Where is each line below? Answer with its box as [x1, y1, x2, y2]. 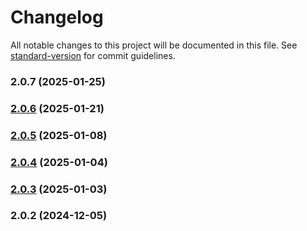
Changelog [10, 6, 104, 29]
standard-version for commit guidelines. [10, 49, 176, 61]
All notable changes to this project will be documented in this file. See [10, 39, 298, 51]
